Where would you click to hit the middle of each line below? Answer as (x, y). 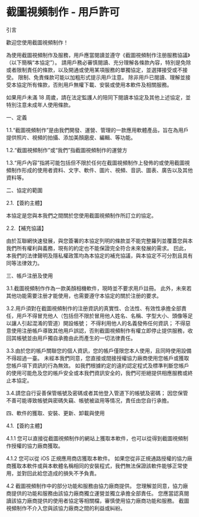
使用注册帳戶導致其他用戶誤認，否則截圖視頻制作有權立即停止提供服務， (99, 330)
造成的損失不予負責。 (73, 473)
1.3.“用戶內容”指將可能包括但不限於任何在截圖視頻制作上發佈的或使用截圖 (96, 163)
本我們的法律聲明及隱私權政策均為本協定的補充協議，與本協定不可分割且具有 (99, 256)
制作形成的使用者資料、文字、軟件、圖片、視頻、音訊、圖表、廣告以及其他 (102, 170)
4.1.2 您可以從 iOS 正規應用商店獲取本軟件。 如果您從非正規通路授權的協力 (97, 458)
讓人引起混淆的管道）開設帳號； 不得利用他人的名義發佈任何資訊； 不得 (98, 323)
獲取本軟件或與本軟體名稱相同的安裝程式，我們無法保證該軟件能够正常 (97, 466)
